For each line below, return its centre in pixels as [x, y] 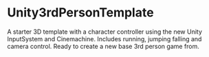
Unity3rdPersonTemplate [80, 13]
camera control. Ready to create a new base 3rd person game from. [103, 46]
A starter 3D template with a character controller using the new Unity [105, 32]
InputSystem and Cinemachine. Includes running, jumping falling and [104, 38]
